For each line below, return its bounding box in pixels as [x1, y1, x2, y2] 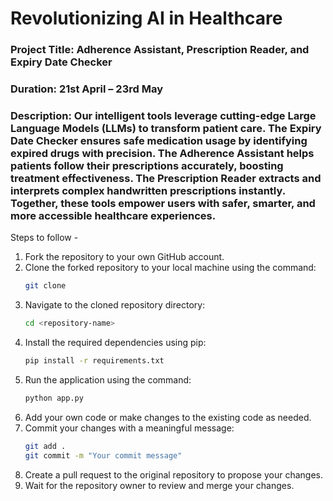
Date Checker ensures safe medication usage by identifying [10, 133, 308, 147]
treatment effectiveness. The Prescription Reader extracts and [10, 171, 322, 185]
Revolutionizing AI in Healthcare [10, 7, 283, 30]
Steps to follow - [10, 232, 79, 244]
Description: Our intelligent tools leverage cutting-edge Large [10, 108, 317, 122]
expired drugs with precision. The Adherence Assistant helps [10, 146, 315, 160]
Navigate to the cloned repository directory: [24, 299, 206, 311]
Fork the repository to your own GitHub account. [24, 251, 225, 263]
